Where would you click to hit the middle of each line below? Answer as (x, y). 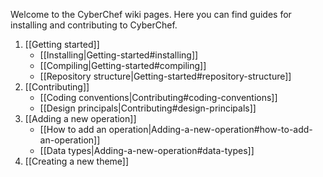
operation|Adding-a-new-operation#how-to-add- (210, 129)
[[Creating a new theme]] (77, 161)
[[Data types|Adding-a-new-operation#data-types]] (147, 150)
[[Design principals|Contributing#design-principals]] (148, 108)
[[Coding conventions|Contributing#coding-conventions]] (158, 97)
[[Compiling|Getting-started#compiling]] (123, 65)
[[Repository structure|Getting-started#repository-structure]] (165, 76)
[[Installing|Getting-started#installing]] (119, 55)
